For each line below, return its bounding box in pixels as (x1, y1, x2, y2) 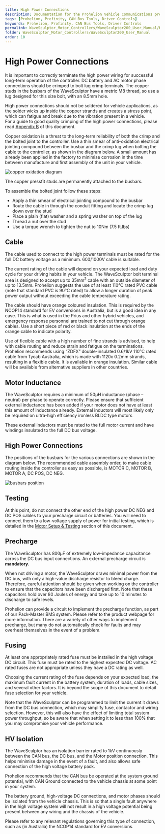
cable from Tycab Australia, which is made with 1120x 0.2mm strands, (5, 354, 146, 360)
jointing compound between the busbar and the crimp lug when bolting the (5, 143, 157, 149)
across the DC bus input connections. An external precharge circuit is (5, 555, 146, 562)
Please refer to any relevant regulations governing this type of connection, (5, 818, 156, 824)
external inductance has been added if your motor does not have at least (5, 402, 152, 408)
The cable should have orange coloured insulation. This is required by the (5, 302, 154, 308)
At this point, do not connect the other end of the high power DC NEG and (5, 507, 155, 513)
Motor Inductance (5, 378, 61, 387)
